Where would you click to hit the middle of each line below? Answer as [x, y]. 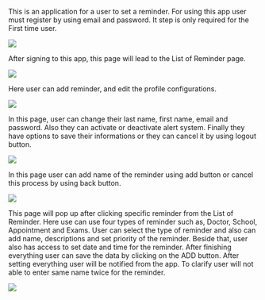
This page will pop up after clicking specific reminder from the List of [121, 213]
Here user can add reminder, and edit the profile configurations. [112, 89]
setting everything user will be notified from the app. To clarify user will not [131, 264]
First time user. [33, 28]
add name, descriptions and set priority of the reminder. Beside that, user [128, 238]
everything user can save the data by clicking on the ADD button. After [124, 256]
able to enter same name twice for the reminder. [87, 272]
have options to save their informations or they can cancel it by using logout [132, 136]
